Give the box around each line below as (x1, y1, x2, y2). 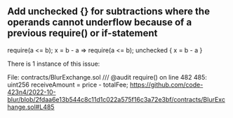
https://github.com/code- (129, 80, 204, 89)
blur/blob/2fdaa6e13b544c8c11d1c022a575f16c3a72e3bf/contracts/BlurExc (7, 95, 226, 103)
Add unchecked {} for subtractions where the (7, 6, 211, 17)
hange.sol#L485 (7, 103, 55, 111)
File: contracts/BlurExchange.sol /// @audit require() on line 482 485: (7, 73, 207, 81)
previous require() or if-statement (7, 27, 158, 39)
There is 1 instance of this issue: (7, 59, 100, 68)
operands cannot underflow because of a (7, 17, 192, 29)
